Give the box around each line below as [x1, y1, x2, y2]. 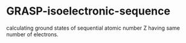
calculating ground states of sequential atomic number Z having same [6, 24, 180, 31]
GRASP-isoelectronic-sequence [6, 4, 171, 18]
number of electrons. [6, 30, 59, 38]
